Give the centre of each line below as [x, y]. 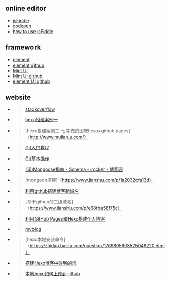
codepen [22, 26]
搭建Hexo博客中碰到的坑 [51, 263]
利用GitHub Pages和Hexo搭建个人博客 [65, 219]
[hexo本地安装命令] [45, 240]
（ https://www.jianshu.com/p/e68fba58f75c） [74, 208]
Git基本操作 [37, 159]
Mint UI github [27, 76]
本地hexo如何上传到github [53, 274]
